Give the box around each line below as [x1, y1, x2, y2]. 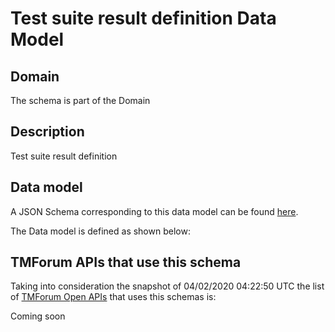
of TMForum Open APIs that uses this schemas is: [10, 291, 217, 303]
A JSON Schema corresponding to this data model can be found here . [10, 205, 299, 217]
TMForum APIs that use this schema [10, 254, 242, 271]
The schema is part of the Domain [10, 95, 151, 106]
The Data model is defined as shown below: [10, 225, 191, 237]
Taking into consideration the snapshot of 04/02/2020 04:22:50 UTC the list [10, 280, 325, 292]
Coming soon [10, 310, 66, 322]
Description [10, 123, 85, 141]
